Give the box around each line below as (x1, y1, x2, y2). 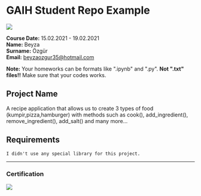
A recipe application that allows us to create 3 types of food (6, 105, 154, 112)
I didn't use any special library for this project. (6, 151, 141, 157)
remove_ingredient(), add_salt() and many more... (6, 117, 128, 124)
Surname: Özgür (6, 47, 48, 54)
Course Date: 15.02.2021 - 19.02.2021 (6, 34, 100, 42)
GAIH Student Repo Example (6, 4, 151, 17)
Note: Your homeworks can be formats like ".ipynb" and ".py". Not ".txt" (6, 65, 184, 72)
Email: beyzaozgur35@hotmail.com (6, 53, 95, 60)
